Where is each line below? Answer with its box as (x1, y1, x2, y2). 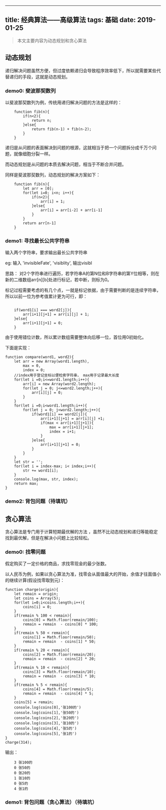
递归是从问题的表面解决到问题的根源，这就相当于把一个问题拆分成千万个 (5, 144, 152, 150)
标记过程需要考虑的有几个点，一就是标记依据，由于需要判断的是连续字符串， (5, 287, 161, 293)
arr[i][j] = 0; (31, 390, 63, 395)
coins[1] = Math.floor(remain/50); (23, 635, 96, 640)
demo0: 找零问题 (5, 548, 46, 555)
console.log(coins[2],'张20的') (14, 715, 79, 720)
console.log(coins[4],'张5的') (14, 726, 77, 731)
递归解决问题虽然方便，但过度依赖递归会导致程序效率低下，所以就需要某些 (5, 67, 157, 73)
